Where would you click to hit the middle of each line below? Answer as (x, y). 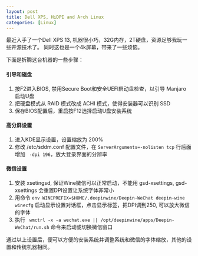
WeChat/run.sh (32, 227)
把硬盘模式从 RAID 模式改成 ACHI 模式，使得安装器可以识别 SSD (93, 103)
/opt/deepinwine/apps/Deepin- (138, 220)
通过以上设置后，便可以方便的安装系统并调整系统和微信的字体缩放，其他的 (96, 240)
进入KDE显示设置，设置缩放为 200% (59, 139)
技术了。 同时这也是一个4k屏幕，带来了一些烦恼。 (82, 47)
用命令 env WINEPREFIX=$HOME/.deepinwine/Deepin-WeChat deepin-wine (100, 197)
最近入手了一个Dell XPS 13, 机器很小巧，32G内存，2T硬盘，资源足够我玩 (94, 40)
